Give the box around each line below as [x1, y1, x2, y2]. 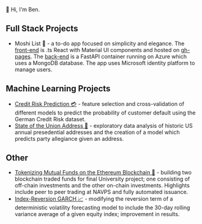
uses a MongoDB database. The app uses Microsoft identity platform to [14, 59, 195, 67]
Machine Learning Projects [6, 83, 111, 94]
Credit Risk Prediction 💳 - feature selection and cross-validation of [14, 100, 185, 107]
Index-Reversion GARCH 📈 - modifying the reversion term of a [14, 195, 173, 203]
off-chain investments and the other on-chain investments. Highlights [14, 182, 190, 189]
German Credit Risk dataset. [14, 115, 86, 122]
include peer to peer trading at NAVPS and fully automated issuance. [14, 189, 189, 196]
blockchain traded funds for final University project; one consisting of [14, 175, 190, 183]
